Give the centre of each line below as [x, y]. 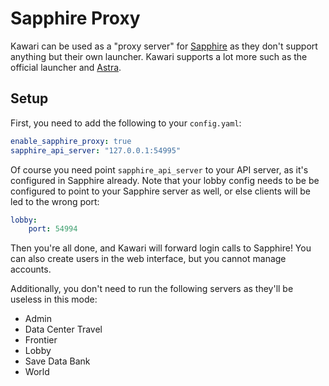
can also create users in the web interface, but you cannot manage [148, 259]
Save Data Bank [57, 361]
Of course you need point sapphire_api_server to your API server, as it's [159, 169]
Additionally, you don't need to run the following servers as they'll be [152, 289]
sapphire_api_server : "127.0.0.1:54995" [96, 150]
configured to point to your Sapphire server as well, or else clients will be [161, 191]
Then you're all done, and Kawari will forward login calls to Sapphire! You [161, 248]
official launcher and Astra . [66, 67]
